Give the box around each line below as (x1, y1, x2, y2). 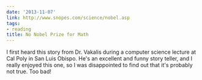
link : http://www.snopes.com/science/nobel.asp (6, 15, 130, 21)
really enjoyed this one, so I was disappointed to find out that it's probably (6, 62, 193, 69)
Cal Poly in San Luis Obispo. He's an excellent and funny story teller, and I (6, 55, 193, 62)
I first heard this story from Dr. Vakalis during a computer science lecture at (6, 48, 196, 56)
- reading (6, 26, 32, 32)
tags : (6, 20, 20, 26)
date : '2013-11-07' (6, 9, 56, 15)
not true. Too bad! (6, 68, 52, 75)
